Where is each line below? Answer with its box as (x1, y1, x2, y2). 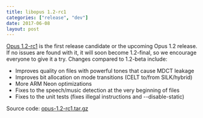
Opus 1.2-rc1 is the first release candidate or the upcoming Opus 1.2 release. (6, 43, 198, 50)
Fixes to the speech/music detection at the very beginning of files (15, 86, 180, 94)
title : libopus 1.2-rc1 (6, 9, 67, 15)
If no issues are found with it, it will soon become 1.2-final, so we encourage (6, 49, 197, 57)
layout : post (6, 26, 40, 32)
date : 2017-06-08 (6, 20, 50, 26)
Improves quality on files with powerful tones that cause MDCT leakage (15, 68, 194, 75)
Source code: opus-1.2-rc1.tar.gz (6, 105, 89, 113)
